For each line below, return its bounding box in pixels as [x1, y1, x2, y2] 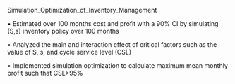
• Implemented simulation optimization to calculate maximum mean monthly [7, 62, 228, 69]
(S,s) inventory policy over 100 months [7, 27, 120, 35]
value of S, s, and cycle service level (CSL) [7, 48, 132, 56]
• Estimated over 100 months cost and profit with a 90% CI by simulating [7, 20, 219, 27]
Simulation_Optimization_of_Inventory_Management [7, 6, 157, 14]
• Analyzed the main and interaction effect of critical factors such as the [7, 41, 217, 48]
